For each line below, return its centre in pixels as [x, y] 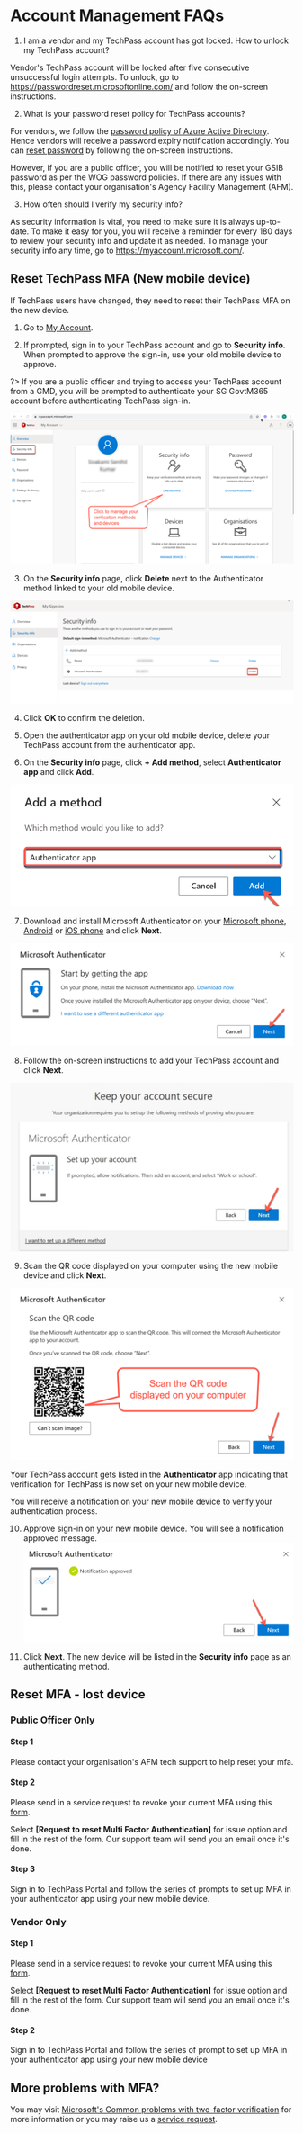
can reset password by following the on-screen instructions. [122, 150]
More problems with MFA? [85, 2088]
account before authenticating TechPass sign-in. [101, 400]
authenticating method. [67, 1667]
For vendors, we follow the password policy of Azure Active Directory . [140, 130]
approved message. [60, 1538]
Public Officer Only [53, 1720]
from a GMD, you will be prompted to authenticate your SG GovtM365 [139, 391]
